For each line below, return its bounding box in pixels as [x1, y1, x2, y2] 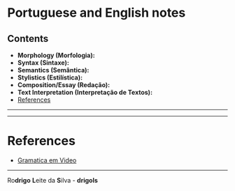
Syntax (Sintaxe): [17, 59, 70, 67]
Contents [7, 33, 49, 45]
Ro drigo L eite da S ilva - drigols [7, 176, 98, 184]
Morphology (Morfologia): [17, 51, 96, 59]
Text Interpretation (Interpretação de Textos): [17, 89, 152, 96]
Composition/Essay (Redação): [17, 81, 111, 89]
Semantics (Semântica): [17, 66, 90, 74]
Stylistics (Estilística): [17, 73, 83, 82]
